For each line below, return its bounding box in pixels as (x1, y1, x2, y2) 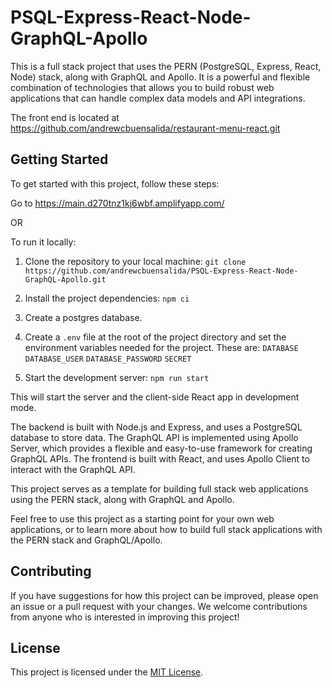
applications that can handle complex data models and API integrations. (10, 92, 306, 104)
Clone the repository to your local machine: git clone (24, 255, 247, 267)
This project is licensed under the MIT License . (10, 666, 204, 678)
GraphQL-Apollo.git (24, 274, 107, 285)
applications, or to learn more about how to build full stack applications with (10, 523, 323, 535)
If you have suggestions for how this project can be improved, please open (10, 589, 319, 601)
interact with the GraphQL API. (10, 463, 136, 475)
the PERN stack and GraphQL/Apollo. (10, 534, 163, 546)
